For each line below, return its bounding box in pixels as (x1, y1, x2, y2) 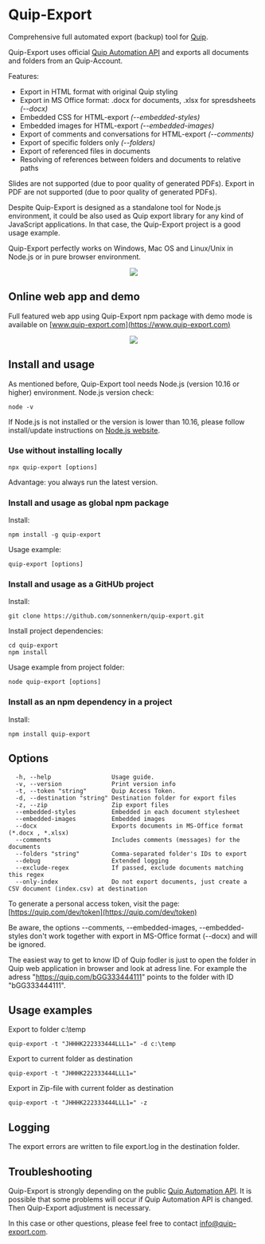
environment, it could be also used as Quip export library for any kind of (8, 211, 244, 220)
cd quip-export (8, 642, 59, 650)
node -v (8, 403, 34, 411)
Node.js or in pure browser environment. (8, 251, 142, 261)
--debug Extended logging (15, 856, 170, 865)
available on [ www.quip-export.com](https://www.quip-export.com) (8, 319, 231, 329)
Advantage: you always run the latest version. (8, 477, 158, 487)
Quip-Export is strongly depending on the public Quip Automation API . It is (8, 1187, 252, 1195)
